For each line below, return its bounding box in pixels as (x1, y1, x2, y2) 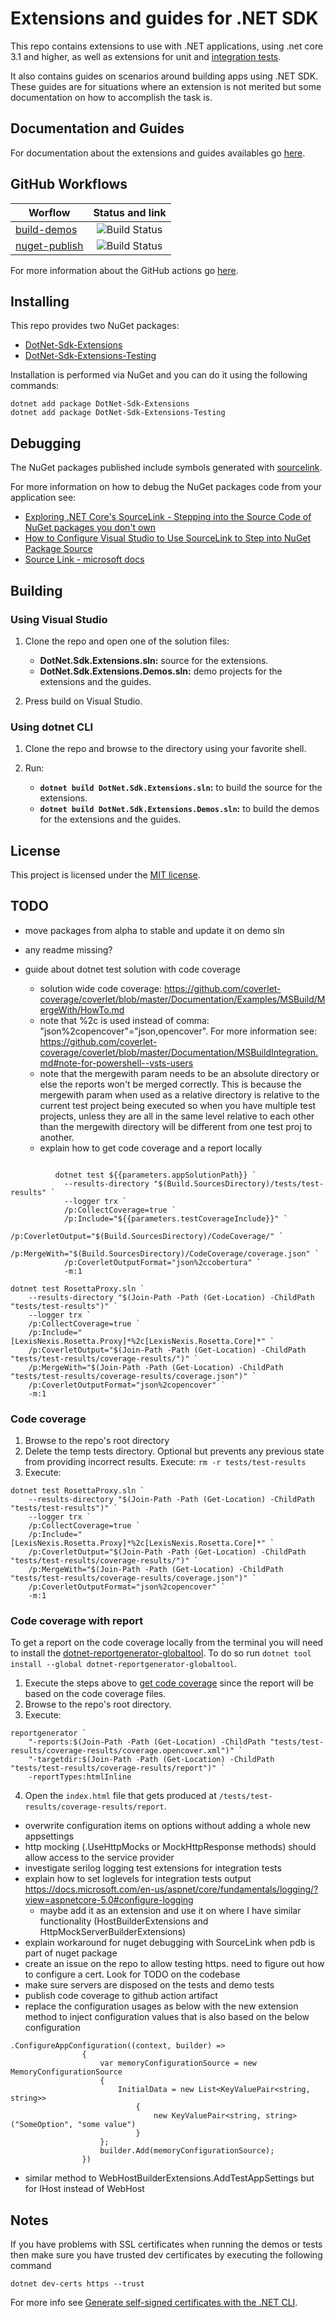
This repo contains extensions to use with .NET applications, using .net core (10, 40, 324, 52)
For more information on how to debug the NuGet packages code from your (10, 481, 322, 493)
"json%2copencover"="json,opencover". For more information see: (39, 1025, 317, 1037)
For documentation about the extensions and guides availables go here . (10, 147, 306, 159)
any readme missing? (24, 943, 113, 956)
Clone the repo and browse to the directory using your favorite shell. (24, 743, 307, 755)
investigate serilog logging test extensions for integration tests (24, 1862, 282, 1874)
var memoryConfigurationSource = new (99, 2058, 257, 2069)
